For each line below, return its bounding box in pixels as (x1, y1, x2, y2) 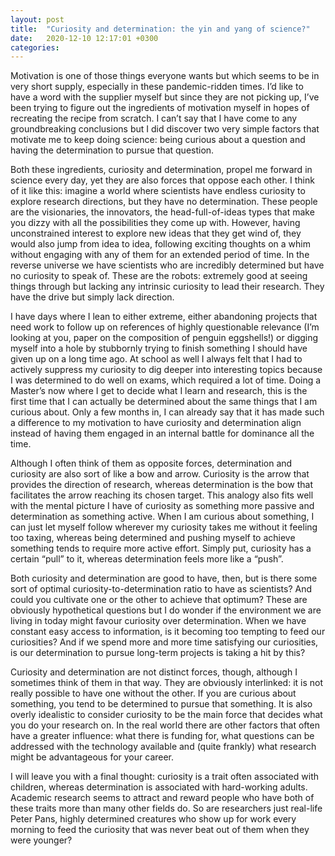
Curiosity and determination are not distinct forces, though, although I (10, 666, 298, 678)
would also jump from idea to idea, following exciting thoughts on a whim (10, 238, 311, 250)
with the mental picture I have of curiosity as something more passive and (10, 500, 315, 512)
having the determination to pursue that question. (10, 144, 215, 156)
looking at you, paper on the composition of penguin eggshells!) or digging (10, 332, 319, 344)
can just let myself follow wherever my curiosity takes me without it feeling (10, 521, 318, 533)
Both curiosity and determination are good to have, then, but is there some (10, 572, 318, 585)
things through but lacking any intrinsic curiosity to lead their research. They (10, 281, 325, 293)
